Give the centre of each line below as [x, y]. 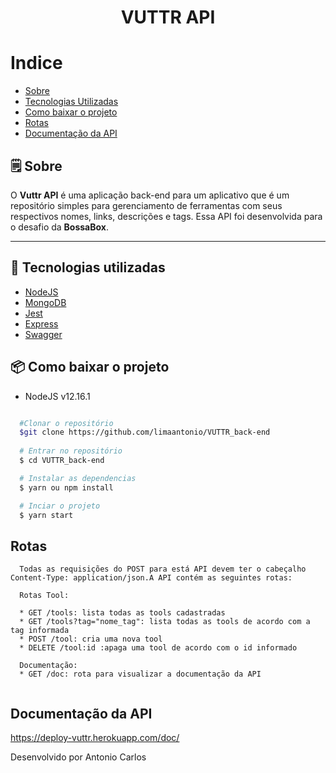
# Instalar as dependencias [78, 478]
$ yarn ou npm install [66, 487]
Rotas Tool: [44, 596]
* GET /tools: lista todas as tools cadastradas [122, 613]
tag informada [40, 631]
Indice [36, 63]
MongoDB [45, 302]
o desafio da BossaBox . [59, 227]
